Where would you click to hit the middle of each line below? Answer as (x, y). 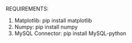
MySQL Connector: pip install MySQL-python (70, 33)
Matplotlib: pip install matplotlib (53, 20)
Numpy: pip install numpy (46, 27)
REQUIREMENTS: (27, 9)
